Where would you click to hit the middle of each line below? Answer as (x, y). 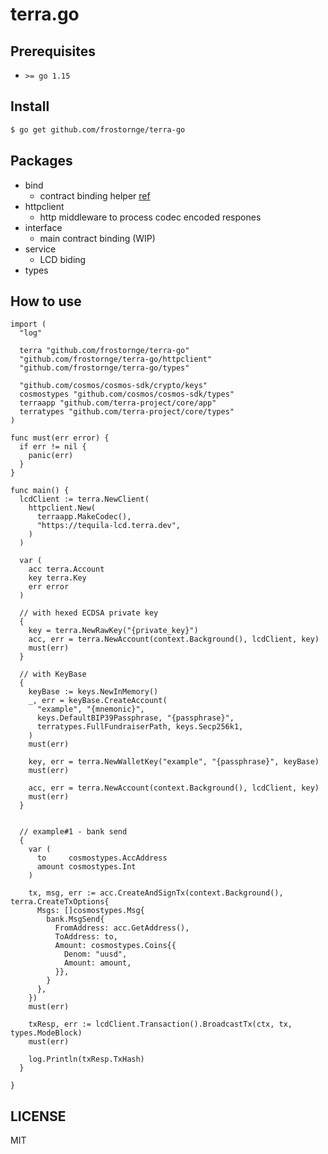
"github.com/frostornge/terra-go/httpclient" (116, 359)
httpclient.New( (62, 508)
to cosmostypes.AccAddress (102, 858)
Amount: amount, (97, 963)
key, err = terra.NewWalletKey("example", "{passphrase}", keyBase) (174, 762)
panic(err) (51, 456)
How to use (46, 301)
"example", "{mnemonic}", (90, 709)
